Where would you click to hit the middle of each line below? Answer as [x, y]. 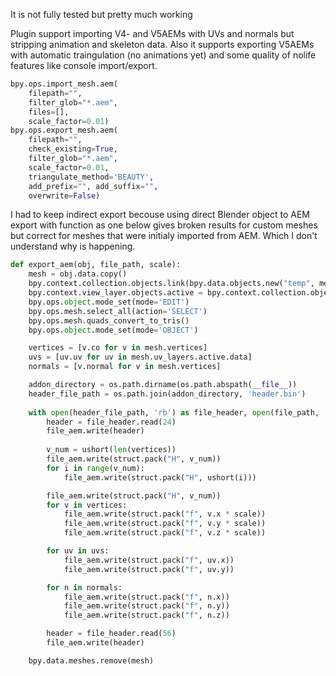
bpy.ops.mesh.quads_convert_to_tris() [109, 320]
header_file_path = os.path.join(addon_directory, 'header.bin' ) [167, 394]
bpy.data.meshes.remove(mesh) [91, 660]
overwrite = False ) [64, 195]
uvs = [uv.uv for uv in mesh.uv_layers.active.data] [140, 357]
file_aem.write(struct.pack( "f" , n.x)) [146, 597]
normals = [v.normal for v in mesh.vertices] [125, 367]
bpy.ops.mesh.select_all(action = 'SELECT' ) [118, 311]
